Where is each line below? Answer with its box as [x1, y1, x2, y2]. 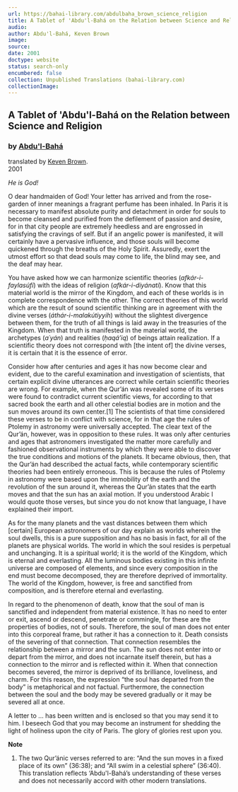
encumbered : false [8, 69, 62, 76]
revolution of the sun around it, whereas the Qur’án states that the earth [8, 482, 217, 491]
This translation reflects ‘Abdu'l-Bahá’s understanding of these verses [18, 769, 222, 777]
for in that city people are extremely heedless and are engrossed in [8, 222, 203, 231]
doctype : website [8, 57, 59, 64]
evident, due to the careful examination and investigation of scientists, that [8, 369, 225, 378]
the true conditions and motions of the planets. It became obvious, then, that [8, 452, 231, 460]
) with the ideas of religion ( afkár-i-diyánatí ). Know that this [33, 281, 207, 289]
